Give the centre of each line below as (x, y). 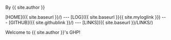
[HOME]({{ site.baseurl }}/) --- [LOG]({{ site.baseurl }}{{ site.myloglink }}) (83, 17)
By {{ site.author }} (25, 7)
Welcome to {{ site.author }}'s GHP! (43, 32)
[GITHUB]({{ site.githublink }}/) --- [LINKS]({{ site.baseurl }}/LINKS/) (81, 23)
